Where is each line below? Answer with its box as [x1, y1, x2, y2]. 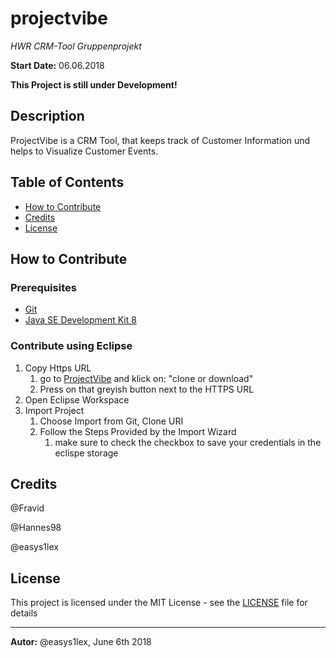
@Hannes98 [10, 522, 62, 534]
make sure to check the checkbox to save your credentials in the [54, 436, 322, 448]
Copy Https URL [24, 362, 92, 374]
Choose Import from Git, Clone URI [39, 415, 184, 427]
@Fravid [10, 502, 45, 514]
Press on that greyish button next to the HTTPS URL [39, 383, 255, 395]
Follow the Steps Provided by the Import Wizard [39, 425, 237, 437]
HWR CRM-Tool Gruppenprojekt [10, 40, 142, 52]
